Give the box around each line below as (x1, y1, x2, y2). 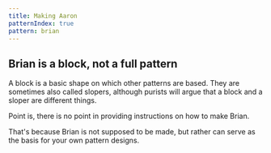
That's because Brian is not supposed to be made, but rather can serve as (8, 127, 256, 137)
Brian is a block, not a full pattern (8, 57, 178, 70)
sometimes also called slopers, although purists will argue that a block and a (8, 87, 263, 97)
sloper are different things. (8, 96, 97, 105)
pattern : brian (8, 27, 60, 35)
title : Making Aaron (8, 11, 78, 20)
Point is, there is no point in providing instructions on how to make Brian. (8, 111, 250, 121)
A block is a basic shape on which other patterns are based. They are (8, 79, 240, 88)
